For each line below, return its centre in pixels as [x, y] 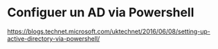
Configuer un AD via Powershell [101, 13]
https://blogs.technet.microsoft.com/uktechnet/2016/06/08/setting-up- [109, 31]
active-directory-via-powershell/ [54, 38]
